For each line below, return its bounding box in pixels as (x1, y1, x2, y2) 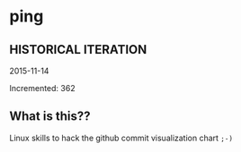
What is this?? (9, 109, 91, 124)
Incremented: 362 (9, 83, 76, 93)
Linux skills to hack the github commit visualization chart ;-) (9, 132, 234, 143)
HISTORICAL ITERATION (9, 42, 147, 57)
